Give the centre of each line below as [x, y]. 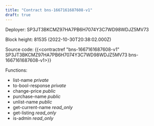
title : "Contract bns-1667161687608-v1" [49, 10]
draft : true [18, 15]
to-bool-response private [39, 86]
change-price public [34, 91]
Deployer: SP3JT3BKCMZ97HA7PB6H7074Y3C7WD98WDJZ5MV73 [77, 29]
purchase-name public [37, 96]
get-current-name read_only [43, 107]
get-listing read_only [34, 113]
